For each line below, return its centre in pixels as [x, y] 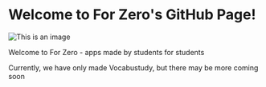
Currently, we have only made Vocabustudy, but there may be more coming [133, 67]
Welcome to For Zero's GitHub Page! [132, 15]
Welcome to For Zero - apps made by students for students [106, 52]
